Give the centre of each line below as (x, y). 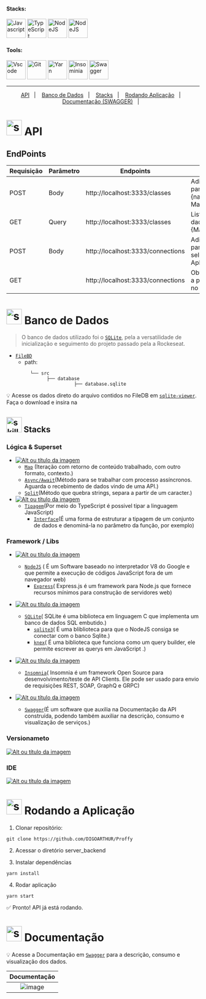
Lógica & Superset (34, 446)
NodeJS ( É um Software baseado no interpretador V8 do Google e (107, 567)
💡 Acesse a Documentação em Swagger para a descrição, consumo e (93, 954)
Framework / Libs (33, 541)
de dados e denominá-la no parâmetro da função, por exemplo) (114, 526)
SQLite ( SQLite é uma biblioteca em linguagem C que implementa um (112, 616)
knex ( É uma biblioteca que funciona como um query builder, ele (114, 642)
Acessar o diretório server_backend (60, 850)
